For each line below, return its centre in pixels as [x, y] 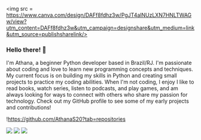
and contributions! [29, 108]
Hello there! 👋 [26, 49]
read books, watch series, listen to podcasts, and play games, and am [92, 88]
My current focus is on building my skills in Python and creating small [92, 76]
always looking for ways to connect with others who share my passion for [97, 95]
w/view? [16, 21]
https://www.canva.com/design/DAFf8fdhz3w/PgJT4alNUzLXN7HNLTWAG [99, 15]
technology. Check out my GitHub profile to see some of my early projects [98, 101]
